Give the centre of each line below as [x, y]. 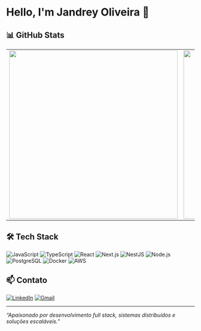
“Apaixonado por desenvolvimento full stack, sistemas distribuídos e [91, 315]
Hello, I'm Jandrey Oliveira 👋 [78, 12]
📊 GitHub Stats [35, 35]
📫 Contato [27, 280]
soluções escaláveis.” [33, 321]
